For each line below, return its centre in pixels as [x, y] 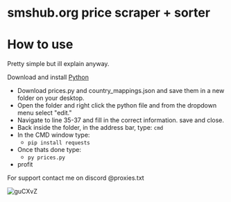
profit [25, 165]
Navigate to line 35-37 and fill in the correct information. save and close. [120, 120]
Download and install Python [48, 77]
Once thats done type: [49, 150]
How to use [40, 45]
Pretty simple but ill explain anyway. [58, 64]
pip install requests [59, 143]
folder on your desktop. [51, 98]
